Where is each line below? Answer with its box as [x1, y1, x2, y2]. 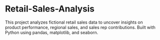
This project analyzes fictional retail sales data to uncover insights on [5, 19, 143, 25]
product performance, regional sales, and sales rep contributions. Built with [5, 24, 156, 30]
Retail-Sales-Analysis [5, 3, 95, 14]
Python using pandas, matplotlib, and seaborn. [5, 29, 98, 35]
